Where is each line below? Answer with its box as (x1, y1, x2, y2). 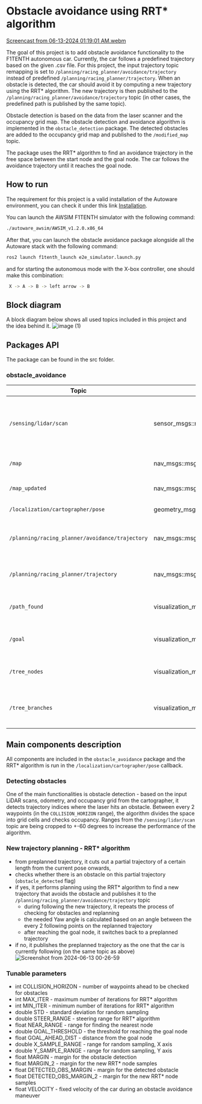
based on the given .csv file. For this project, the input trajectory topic (6, 62, 179, 69)
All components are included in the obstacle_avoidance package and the (6, 756, 185, 763)
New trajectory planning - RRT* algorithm (6, 844, 130, 852)
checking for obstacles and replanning (23, 909, 120, 916)
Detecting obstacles (6, 777, 67, 785)
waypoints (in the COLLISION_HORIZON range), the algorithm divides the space (6, 810, 195, 817)
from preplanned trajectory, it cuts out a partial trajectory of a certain (14, 858, 186, 865)
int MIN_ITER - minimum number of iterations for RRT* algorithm (14, 1002, 174, 1009)
